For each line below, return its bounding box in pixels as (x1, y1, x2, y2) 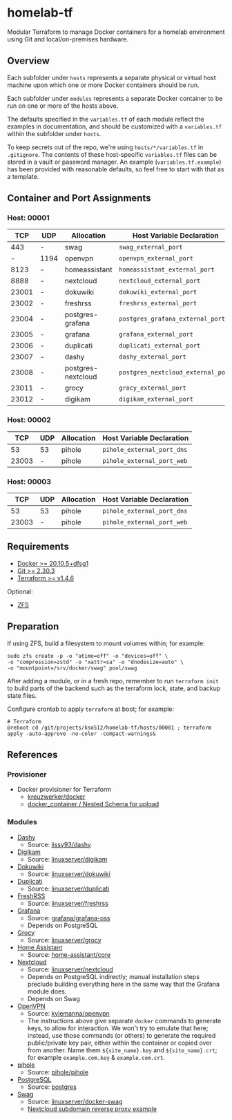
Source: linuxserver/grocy (27, 936, 101, 944)
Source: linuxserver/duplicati (27, 884, 110, 893)
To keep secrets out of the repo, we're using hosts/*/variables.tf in (7, 143, 204, 151)
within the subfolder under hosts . (7, 129, 101, 137)
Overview (7, 55, 50, 67)
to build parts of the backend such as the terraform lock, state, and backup (7, 684, 221, 692)
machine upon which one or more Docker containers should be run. (7, 81, 200, 89)
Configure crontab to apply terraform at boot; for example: (7, 705, 175, 713)
